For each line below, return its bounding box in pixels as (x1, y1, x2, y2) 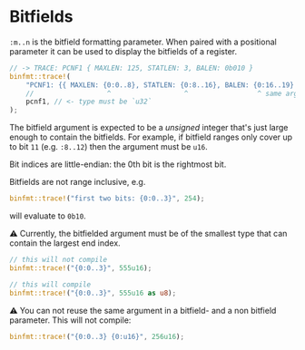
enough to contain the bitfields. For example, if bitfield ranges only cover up (9, 131, 293, 142)
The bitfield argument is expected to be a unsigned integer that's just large (9, 122, 289, 133)
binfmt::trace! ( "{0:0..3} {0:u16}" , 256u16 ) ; (9, 332, 184, 341)
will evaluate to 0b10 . (9, 210, 86, 221)
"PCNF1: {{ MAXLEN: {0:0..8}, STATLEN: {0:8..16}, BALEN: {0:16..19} (25, 80, 295, 90)
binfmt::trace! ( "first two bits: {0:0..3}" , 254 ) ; (9, 194, 205, 203)
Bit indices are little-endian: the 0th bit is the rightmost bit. (9, 159, 227, 170)
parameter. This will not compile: (9, 315, 132, 326)
